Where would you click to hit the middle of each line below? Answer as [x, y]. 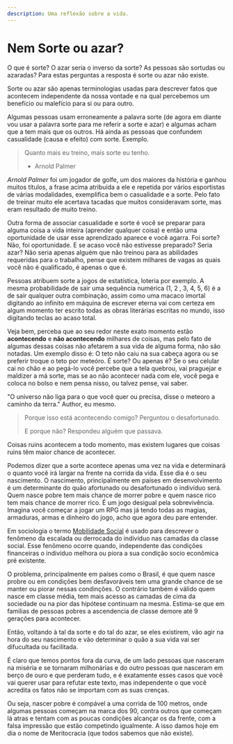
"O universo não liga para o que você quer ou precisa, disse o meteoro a [111, 396]
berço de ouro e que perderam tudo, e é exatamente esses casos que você [115, 675]
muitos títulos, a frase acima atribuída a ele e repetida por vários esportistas [116, 187]
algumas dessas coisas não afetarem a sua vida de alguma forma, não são [114, 346]
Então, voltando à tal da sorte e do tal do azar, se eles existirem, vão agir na [115, 632]
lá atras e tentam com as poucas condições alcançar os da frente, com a [112, 718]
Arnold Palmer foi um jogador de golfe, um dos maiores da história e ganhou [117, 179]
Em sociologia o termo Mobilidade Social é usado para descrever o [103, 531]
